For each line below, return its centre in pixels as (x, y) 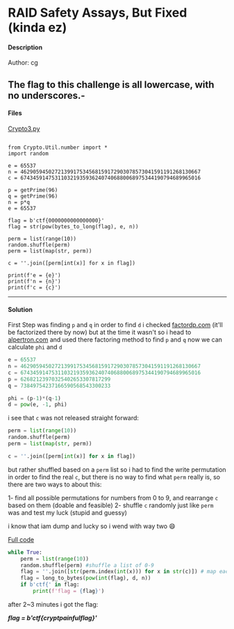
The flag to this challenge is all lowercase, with (111, 85)
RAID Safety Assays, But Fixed (98, 13)
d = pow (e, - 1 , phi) (38, 405)
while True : (25, 552)
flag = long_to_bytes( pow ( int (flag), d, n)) (86, 578)
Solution (20, 309)
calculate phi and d (35, 347)
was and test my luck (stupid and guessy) (68, 512)
